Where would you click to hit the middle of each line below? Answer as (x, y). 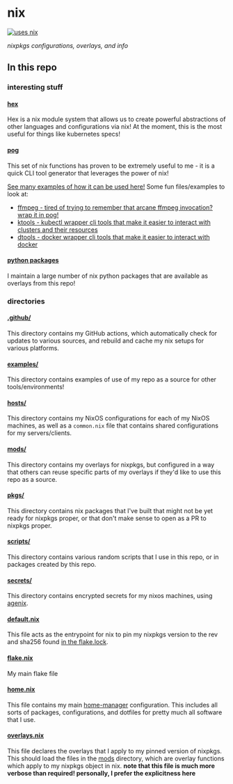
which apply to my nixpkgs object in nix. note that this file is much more (111, 766)
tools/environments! (36, 387)
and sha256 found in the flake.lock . (58, 642)
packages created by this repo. (52, 564)
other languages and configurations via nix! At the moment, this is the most (115, 127)
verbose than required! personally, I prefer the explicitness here (102, 774)
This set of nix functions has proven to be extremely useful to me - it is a (111, 166)
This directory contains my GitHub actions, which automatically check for (112, 333)
